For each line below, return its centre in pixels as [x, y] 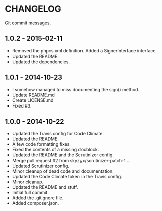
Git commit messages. [28, 23]
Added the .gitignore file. [38, 198]
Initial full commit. [30, 193]
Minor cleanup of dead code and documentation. [63, 171]
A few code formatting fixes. [42, 144]
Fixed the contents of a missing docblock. [55, 150]
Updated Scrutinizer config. [41, 166]
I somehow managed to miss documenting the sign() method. [75, 89]
